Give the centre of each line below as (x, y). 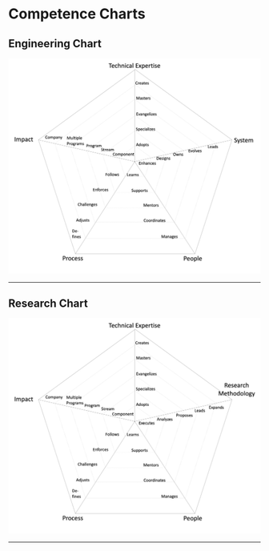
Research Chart (48, 304)
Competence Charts (77, 14)
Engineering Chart (55, 44)
